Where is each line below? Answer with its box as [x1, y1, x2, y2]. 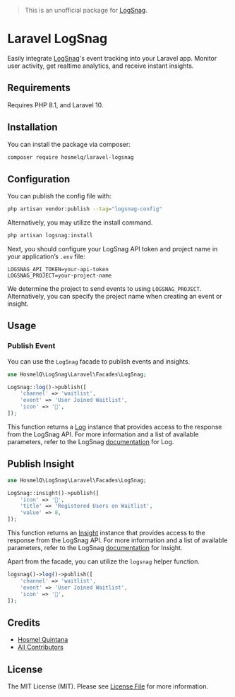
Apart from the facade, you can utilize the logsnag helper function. [7, 557, 200, 566]
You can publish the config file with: [7, 192, 112, 201]
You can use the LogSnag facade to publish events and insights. [7, 357, 191, 366]
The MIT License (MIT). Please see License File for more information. [7, 682, 208, 691]
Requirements [7, 82, 71, 94]
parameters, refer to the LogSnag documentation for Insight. [7, 544, 183, 552]
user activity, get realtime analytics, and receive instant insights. [7, 61, 194, 70]
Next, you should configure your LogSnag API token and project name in [7, 245, 218, 253]
